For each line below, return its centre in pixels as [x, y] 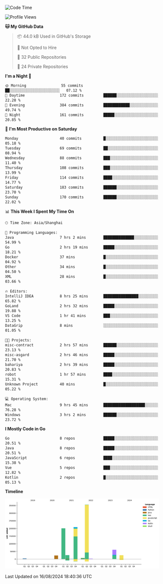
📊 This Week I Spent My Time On [40, 211]
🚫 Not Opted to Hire [37, 47]
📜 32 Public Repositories [42, 57]
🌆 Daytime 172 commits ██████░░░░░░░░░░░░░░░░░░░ [82, 95]
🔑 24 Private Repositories [42, 67]
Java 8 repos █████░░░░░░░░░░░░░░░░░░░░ [82, 448]
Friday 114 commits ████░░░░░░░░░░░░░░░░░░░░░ [82, 178]
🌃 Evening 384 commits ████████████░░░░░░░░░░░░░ [82, 105]
